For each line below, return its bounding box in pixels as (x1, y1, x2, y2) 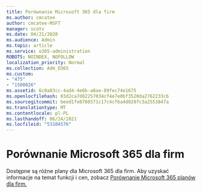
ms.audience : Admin (6, 37, 56, 43)
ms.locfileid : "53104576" (6, 122, 71, 128)
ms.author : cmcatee (6, 15, 56, 21)
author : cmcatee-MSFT (6, 20, 61, 26)
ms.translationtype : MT (6, 104, 67, 111)
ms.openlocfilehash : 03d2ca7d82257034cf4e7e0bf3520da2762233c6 (6, 93, 169, 99)
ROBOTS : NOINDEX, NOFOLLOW (6, 54, 74, 60)
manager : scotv (6, 25, 45, 32)
